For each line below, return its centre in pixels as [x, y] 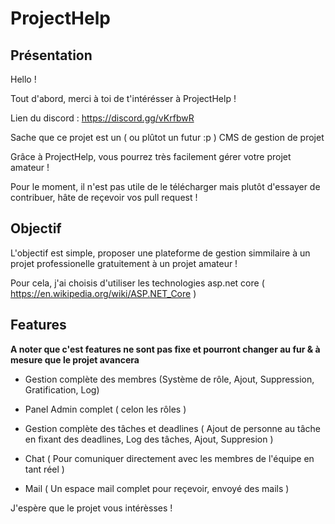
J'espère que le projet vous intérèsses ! [91, 508]
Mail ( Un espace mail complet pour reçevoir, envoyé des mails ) [157, 488]
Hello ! [23, 79]
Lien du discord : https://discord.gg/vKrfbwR [102, 118]
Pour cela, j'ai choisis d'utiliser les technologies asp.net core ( [137, 283]
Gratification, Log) [62, 389]
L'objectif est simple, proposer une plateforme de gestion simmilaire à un [160, 253]
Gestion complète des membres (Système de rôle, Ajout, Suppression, [169, 379]
